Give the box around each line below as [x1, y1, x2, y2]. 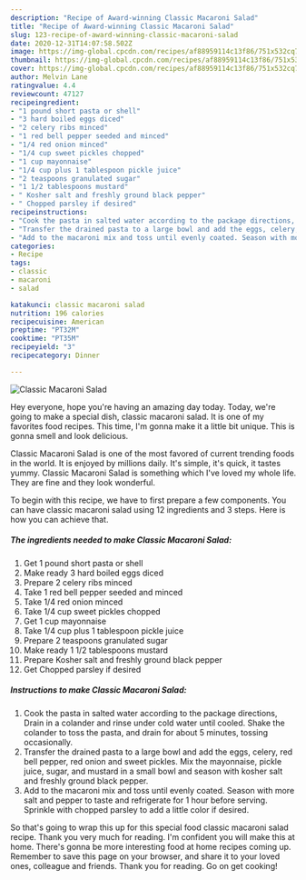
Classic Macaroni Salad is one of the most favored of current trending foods [10, 447, 295, 459]
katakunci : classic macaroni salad [10, 300, 145, 309]
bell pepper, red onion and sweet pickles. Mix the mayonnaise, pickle [23, 755, 282, 766]
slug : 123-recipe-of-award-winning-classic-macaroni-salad [10, 30, 239, 39]
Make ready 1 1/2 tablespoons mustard [23, 645, 169, 655]
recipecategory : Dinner [10, 351, 101, 360]
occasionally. [23, 736, 74, 747]
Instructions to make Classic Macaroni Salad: [10, 685, 187, 695]
